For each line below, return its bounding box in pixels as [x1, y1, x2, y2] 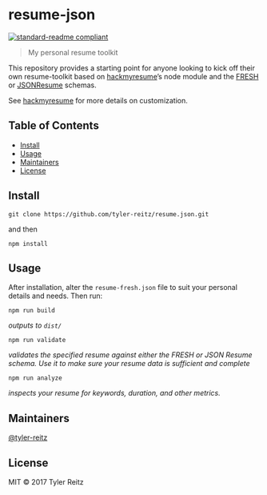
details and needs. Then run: [8, 291, 103, 301]
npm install [8, 239, 48, 247]
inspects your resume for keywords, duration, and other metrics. [8, 388, 221, 398]
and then [8, 224, 38, 234]
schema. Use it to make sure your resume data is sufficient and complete [8, 359, 250, 368]
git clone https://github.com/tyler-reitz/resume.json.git [8, 210, 209, 218]
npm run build [8, 307, 56, 315]
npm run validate [8, 336, 66, 344]
